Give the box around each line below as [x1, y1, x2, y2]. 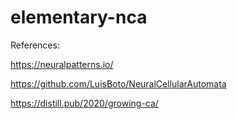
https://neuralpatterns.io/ [10, 58, 114, 70]
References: [10, 39, 60, 51]
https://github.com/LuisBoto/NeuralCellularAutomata [10, 77, 227, 90]
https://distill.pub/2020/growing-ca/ [10, 97, 159, 109]
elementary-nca [10, 6, 148, 29]
